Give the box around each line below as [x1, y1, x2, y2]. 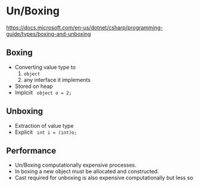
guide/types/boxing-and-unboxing [6, 30, 91, 37]
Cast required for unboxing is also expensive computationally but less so [14, 174, 194, 182]
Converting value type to [14, 63, 76, 70]
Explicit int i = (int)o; [14, 128, 77, 136]
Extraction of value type [14, 122, 74, 129]
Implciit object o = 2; [14, 88, 72, 96]
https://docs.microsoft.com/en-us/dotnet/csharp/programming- [6, 24, 163, 31]
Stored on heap [14, 82, 53, 90]
